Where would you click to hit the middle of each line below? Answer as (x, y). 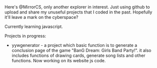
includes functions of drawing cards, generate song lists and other (78, 55)
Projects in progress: (25, 36)
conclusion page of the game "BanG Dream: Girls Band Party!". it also (81, 50)
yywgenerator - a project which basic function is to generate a (74, 45)
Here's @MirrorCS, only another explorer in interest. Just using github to (77, 7)
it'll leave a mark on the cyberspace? (41, 17)
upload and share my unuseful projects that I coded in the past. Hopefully (78, 12)
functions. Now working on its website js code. (59, 61)
